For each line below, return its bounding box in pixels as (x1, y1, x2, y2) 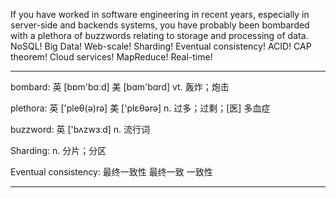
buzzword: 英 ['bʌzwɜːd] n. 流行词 (10, 124, 151, 135)
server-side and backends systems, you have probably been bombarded (10, 19, 310, 31)
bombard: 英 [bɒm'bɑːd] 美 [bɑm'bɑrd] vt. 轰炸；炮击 (10, 81, 230, 93)
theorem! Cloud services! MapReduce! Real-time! (10, 51, 213, 63)
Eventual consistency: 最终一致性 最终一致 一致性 (10, 166, 213, 178)
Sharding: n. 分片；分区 (10, 145, 107, 156)
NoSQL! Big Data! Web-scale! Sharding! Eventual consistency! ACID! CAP (10, 40, 312, 52)
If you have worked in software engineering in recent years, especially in (10, 9, 310, 20)
